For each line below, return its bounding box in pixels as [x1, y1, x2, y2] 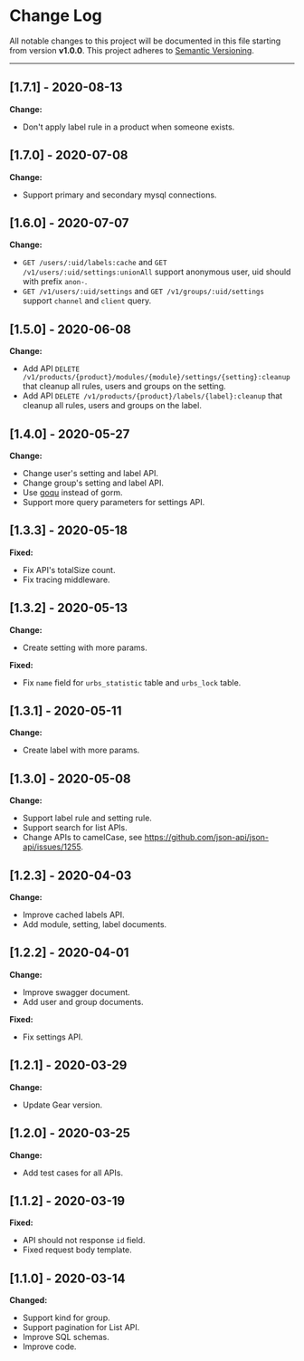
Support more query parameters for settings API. [22, 497, 205, 507]
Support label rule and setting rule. [22, 812, 152, 824]
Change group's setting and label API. [22, 477, 165, 488]
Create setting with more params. [22, 642, 147, 653]
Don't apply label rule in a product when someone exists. [22, 121, 235, 132]
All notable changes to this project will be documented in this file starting [9, 35, 281, 46]
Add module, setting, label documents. [22, 919, 167, 930]
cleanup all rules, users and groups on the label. [22, 400, 202, 411]
